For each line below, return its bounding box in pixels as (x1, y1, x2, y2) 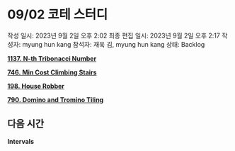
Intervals (7, 137, 34, 145)
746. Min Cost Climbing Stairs (7, 68, 97, 77)
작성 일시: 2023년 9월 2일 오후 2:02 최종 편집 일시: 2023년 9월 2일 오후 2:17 (7, 31, 221, 40)
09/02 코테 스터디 (7, 6, 108, 23)
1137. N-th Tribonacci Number (7, 54, 97, 62)
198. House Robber (7, 82, 65, 90)
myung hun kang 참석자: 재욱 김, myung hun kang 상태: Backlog (22, 40, 205, 48)
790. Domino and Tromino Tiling (7, 95, 104, 104)
